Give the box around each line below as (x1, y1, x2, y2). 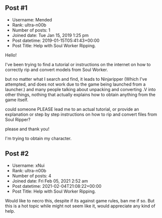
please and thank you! (5, 126, 50, 132)
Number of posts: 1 (12, 27, 51, 33)
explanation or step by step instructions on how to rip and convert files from (5, 111, 157, 117)
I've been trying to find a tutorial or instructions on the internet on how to (5, 61, 151, 67)
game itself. (5, 97, 29, 103)
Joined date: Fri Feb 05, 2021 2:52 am (12, 178, 89, 184)
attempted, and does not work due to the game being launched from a (5, 81, 146, 87)
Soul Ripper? (5, 116, 31, 122)
